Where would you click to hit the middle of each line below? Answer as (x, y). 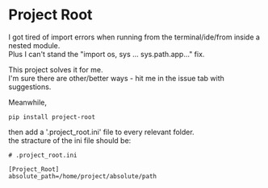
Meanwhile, (27, 102)
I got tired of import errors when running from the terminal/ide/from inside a (134, 37)
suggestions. (30, 87)
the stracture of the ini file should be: (70, 140)
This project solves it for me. (56, 69)
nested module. (34, 45)
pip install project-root (52, 117)
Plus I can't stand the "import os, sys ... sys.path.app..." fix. (107, 54)
